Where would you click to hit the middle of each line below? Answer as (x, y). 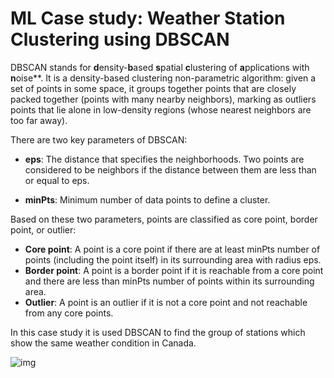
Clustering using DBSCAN (120, 39)
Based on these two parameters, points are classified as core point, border (164, 219)
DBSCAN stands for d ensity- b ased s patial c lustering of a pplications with (160, 67)
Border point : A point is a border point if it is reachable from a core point (174, 270)
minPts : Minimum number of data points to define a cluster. (147, 199)
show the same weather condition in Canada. (103, 343)
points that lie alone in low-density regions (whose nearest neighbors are (161, 109)
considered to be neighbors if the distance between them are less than (170, 169)
